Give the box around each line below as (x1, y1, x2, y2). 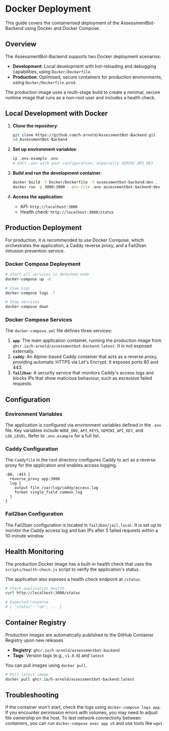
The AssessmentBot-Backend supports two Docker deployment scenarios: (5, 53, 161, 59)
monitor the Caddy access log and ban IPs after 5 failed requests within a (5, 527, 158, 533)
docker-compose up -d (5, 277, 51, 282)
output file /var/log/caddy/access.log (14, 485, 99, 490)
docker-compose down (5, 304, 49, 310)
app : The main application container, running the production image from (12, 337, 162, 343)
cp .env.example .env (12, 156, 58, 161)
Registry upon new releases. (5, 637, 65, 643)
